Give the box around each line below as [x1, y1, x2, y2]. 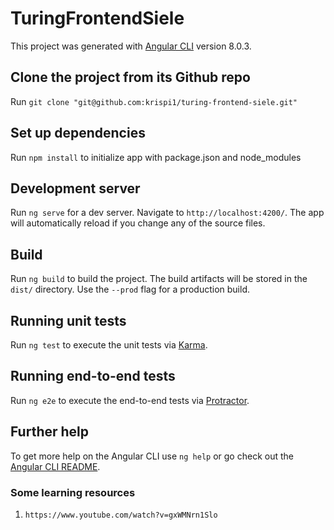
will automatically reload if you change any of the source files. [10, 217, 266, 229]
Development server [10, 180, 141, 197]
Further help [10, 423, 90, 441]
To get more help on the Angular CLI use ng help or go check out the [10, 450, 294, 462]
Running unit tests [10, 312, 127, 329]
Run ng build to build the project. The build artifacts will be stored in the [10, 273, 308, 285]
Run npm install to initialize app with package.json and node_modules [10, 151, 302, 163]
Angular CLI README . [10, 460, 101, 472]
